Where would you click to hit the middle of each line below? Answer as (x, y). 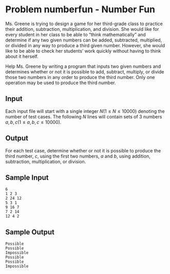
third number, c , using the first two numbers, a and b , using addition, (78, 156)
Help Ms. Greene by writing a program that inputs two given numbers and (83, 66)
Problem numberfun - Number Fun (80, 9)
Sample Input (27, 177)
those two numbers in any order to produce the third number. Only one (80, 77)
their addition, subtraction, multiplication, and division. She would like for (82, 29)
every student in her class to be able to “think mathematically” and (76, 34)
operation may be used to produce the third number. (61, 83)
